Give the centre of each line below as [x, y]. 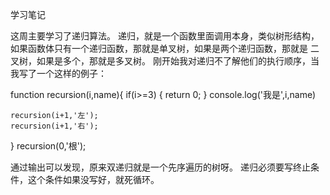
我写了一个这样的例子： [58, 73]
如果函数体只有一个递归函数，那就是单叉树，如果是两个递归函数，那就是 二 [165, 48]
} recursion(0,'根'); [48, 146]
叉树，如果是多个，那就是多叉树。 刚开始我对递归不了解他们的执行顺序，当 [165, 61]
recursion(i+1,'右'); [54, 126]
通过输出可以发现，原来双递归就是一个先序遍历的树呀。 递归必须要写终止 [160, 167]
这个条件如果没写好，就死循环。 [93, 179]
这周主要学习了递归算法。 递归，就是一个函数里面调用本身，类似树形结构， [165, 36]
